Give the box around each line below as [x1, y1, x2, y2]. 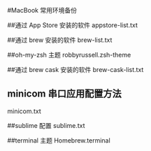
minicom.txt [7, 107, 42, 115]
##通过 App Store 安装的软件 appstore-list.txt [7, 21, 138, 29]
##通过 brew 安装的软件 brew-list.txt [7, 36, 113, 44]
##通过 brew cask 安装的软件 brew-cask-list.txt [7, 66, 144, 73]
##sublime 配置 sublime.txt [7, 121, 85, 129]
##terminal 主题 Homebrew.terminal [7, 136, 110, 145]
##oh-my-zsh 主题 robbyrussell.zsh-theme [7, 51, 131, 59]
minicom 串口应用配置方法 [7, 88, 122, 100]
